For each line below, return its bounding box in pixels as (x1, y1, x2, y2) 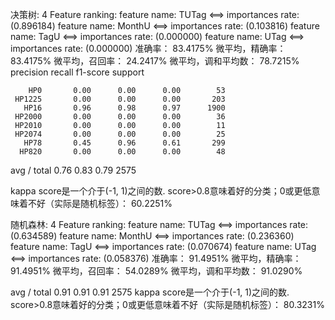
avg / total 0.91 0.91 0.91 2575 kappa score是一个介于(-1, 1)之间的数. (10, 286, 290, 298)
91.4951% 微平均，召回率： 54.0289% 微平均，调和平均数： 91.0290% (10, 265, 303, 277)
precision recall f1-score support (10, 66, 145, 78)
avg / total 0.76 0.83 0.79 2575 (10, 164, 137, 176)
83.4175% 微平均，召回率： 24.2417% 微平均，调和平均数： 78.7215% (10, 55, 300, 67)
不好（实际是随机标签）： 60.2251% (27, 198, 173, 209)
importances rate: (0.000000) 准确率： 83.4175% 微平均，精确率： (10, 43, 287, 54)
